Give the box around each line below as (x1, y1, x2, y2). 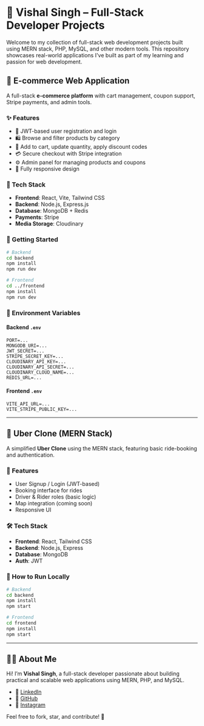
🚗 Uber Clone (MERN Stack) (6, 429, 113, 439)
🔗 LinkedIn (15, 688, 42, 696)
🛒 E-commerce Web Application (6, 76, 130, 86)
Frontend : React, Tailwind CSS (15, 538, 92, 545)
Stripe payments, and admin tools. (6, 98, 92, 105)
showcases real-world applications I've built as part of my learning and (6, 51, 184, 59)
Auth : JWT (15, 557, 43, 564)
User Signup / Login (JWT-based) (15, 480, 100, 488)
